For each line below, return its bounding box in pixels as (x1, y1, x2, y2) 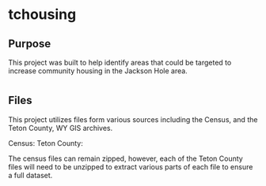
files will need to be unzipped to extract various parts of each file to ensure (8, 162, 253, 171)
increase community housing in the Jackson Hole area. (8, 66, 188, 76)
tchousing (8, 6, 77, 24)
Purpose (8, 37, 51, 50)
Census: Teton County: (8, 138, 83, 147)
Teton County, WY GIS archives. (8, 123, 113, 132)
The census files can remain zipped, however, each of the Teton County (8, 154, 243, 163)
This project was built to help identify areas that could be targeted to (8, 58, 232, 67)
